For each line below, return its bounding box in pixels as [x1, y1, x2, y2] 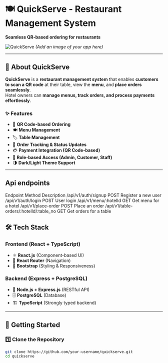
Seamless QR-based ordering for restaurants [5, 34, 101, 40]
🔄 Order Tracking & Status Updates [12, 141, 86, 147]
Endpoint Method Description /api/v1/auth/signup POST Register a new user [5, 192, 161, 198]
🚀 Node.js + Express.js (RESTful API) [12, 286, 90, 292]
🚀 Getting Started [5, 320, 60, 329]
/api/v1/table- [104, 202, 133, 208]
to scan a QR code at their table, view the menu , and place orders [5, 81, 142, 87]
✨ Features [5, 110, 33, 117]
